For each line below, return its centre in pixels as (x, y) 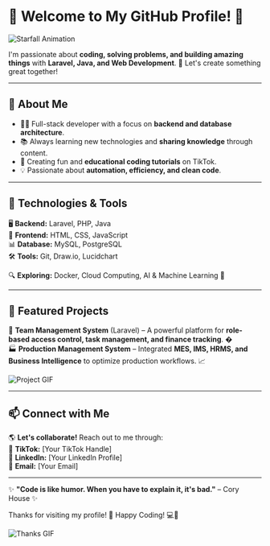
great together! (33, 71)
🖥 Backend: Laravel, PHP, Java (59, 223)
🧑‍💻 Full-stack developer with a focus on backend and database (126, 123)
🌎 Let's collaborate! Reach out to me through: (86, 437)
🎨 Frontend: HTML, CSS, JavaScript (68, 235)
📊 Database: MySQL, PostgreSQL (65, 244)
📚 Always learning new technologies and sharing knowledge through (136, 141)
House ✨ (23, 498)
